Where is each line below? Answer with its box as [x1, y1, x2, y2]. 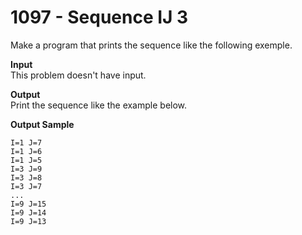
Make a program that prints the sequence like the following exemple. [10, 39, 293, 51]
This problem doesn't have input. [10, 69, 147, 81]
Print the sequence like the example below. [10, 99, 188, 111]
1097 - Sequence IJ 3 [10, 6, 189, 29]
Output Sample [10, 118, 75, 130]
